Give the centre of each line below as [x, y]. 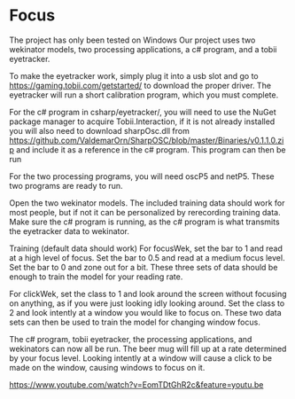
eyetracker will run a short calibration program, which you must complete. [144, 95]
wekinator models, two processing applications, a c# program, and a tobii [143, 49]
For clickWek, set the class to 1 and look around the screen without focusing [148, 293]
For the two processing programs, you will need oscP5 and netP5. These [142, 176]
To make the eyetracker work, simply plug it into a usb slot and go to [134, 75]
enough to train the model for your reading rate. [96, 277]
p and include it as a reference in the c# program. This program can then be [147, 149]
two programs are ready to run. [66, 185]
